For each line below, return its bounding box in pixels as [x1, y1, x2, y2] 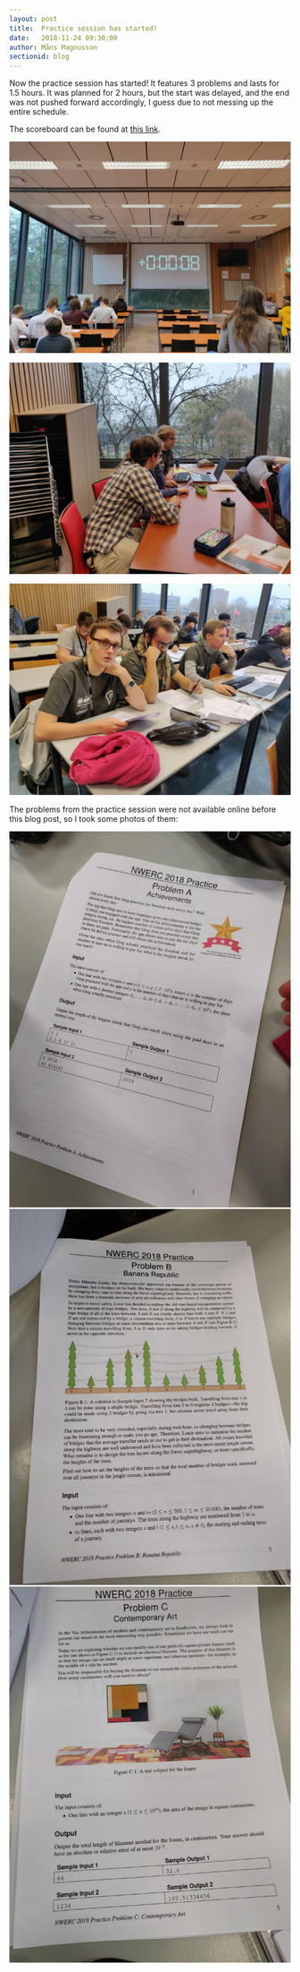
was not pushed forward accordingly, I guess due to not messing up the [9, 97, 274, 107]
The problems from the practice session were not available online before [9, 804, 277, 815]
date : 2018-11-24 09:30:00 [9, 33, 118, 42]
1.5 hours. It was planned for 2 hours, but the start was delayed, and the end [9, 88, 290, 98]
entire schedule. [9, 107, 69, 117]
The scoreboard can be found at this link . [9, 124, 161, 134]
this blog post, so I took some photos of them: [9, 814, 179, 824]
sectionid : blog [9, 52, 70, 62]
